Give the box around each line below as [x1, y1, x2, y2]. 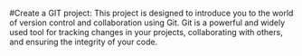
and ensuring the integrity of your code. [9, 36, 158, 47]
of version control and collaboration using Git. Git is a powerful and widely [9, 17, 286, 28]
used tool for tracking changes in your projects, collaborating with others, [9, 27, 283, 37]
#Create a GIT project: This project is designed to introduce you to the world [9, 8, 294, 18]
